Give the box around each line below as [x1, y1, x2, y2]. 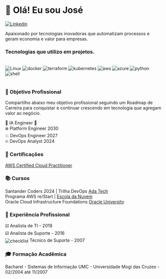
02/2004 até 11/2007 [5, 269, 48, 275]
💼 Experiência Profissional [5, 211, 70, 218]
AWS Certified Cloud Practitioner [5, 162, 73, 168]
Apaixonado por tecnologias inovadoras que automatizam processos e [5, 30, 150, 36]
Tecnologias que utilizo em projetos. [5, 48, 95, 55]
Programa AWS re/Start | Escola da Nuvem [5, 193, 93, 199]
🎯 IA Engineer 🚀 [5, 120, 37, 126]
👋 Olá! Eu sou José [5, 4, 83, 16]
